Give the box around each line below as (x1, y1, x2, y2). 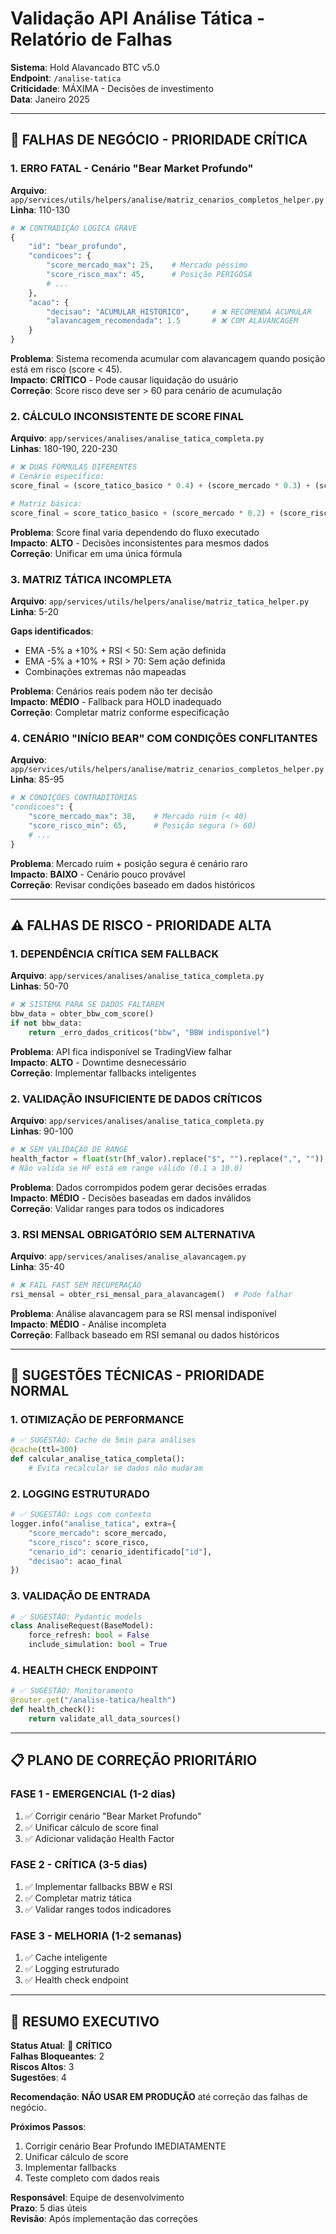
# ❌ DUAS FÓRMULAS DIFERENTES (10, 462, 138, 472)
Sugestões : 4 (10, 2071, 67, 2083)
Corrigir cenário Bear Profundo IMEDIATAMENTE (24, 2140, 227, 2152)
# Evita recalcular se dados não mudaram (28, 1463, 203, 1473)
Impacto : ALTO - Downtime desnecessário (10, 1056, 187, 1068)
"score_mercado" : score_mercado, (28, 1528, 168, 1538)
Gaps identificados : (10, 625, 94, 637)
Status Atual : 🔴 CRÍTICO (10, 2039, 113, 2051)
